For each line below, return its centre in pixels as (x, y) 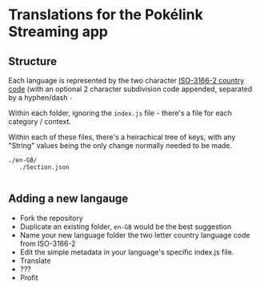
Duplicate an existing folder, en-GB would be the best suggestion (126, 227)
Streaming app (58, 32)
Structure (33, 61)
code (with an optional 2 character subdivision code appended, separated (130, 89)
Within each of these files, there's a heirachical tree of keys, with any (122, 137)
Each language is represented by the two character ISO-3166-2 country (126, 80)
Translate (35, 260)
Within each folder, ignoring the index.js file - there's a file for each (120, 113)
